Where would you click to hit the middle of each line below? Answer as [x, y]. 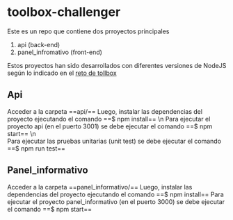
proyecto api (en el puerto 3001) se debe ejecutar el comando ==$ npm [110, 126]
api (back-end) [39, 44]
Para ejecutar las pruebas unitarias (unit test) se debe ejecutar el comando [114, 141]
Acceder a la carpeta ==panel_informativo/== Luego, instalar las [100, 187]
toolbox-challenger [64, 12]
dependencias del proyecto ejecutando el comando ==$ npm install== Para [115, 194]
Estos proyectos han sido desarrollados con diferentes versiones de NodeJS [117, 65]
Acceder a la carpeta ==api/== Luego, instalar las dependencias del [105, 111]
